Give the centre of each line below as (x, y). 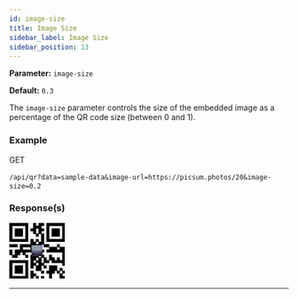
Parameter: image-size (51, 73)
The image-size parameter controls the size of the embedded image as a (142, 108)
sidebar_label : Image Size (59, 37)
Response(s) (37, 208)
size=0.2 (25, 186)
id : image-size (37, 19)
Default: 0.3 (31, 91)
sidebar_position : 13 (49, 47)
